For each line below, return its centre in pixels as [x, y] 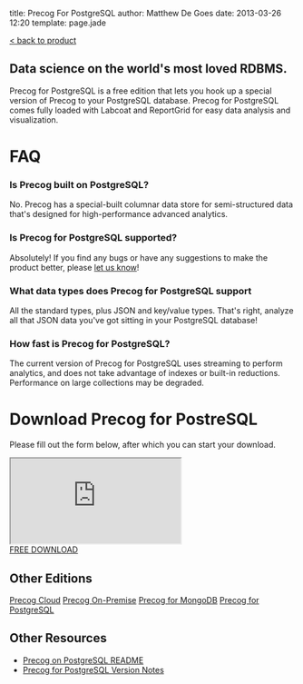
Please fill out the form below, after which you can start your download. [143, 445]
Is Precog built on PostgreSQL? [79, 184]
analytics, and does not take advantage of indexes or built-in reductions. [145, 373]
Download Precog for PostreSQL [134, 419]
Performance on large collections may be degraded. [107, 383]
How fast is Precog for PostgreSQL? [90, 343]
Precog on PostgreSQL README [83, 660]
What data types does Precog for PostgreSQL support [131, 291]
